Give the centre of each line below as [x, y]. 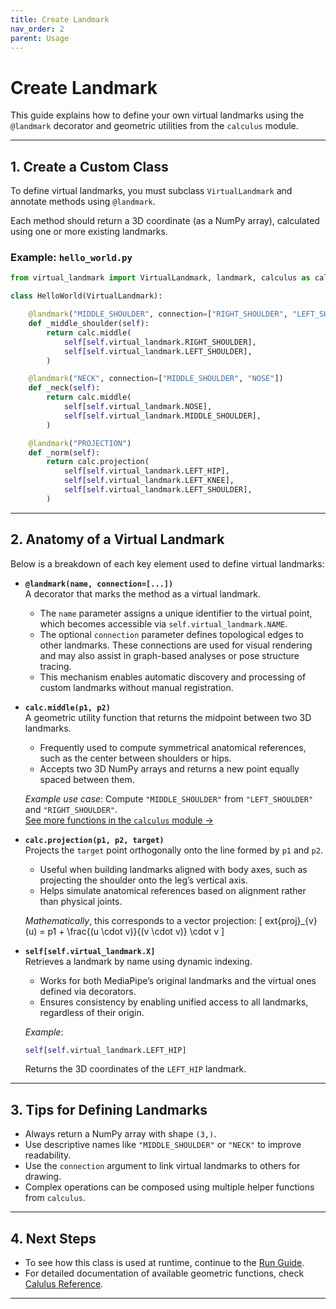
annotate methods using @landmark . [83, 202]
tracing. [55, 666]
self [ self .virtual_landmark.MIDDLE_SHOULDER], [162, 416]
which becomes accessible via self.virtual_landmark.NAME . [163, 623]
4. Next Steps [53, 1238]
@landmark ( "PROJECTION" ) [80, 443]
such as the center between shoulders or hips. [135, 758]
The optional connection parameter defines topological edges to [171, 634]
